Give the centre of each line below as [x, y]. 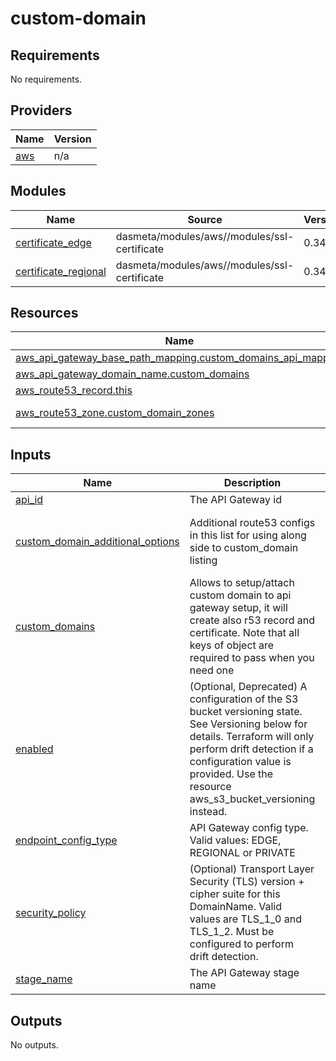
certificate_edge [53, 242]
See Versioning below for [248, 724]
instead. [208, 812]
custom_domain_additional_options [97, 541]
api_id [29, 500]
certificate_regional [61, 271]
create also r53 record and [252, 620]
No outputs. [34, 1045]
